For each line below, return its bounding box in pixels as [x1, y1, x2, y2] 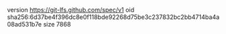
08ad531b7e [7, 20, 42, 28]
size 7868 [43, 20, 71, 28]
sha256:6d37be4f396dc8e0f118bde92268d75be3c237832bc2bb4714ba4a [7, 13, 220, 21]
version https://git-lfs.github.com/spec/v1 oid [7, 6, 135, 14]
